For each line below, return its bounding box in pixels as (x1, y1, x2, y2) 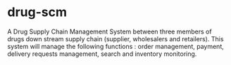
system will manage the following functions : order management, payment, (7, 42, 224, 50)
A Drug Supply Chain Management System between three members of (7, 27, 213, 36)
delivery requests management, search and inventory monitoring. (7, 50, 197, 58)
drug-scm (7, 4, 67, 20)
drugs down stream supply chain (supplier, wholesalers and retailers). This (7, 34, 224, 43)
